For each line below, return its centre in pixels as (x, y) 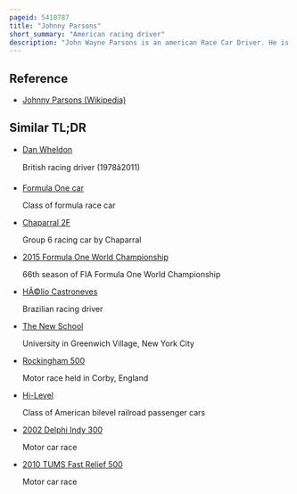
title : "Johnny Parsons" (55, 26)
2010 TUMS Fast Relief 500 (72, 464)
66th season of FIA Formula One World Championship (121, 274)
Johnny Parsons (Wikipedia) (74, 100)
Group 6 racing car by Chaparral (82, 239)
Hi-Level (37, 395)
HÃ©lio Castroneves (60, 292)
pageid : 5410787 (39, 17)
